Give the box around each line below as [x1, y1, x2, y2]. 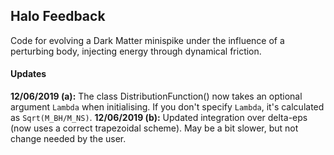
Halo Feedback [10, 8, 106, 25]
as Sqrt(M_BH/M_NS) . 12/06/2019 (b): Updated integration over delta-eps [10, 112, 308, 124]
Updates [10, 68, 47, 80]
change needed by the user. [10, 133, 127, 145]
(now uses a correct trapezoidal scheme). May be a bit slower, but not [10, 122, 299, 134]
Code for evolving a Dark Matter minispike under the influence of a [10, 34, 285, 46]
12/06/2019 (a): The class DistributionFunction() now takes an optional [10, 90, 303, 103]
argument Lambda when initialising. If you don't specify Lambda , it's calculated [10, 101, 325, 113]
